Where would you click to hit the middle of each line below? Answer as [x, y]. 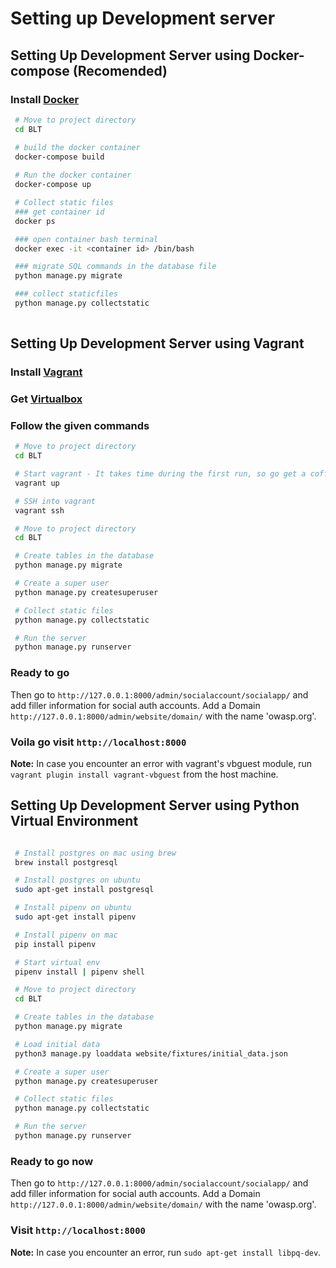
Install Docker [45, 99]
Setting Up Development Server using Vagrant [157, 343]
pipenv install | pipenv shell [79, 972]
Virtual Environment [74, 821]
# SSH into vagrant [55, 501]
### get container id [59, 212]
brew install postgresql [66, 862]
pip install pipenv [55, 944]
